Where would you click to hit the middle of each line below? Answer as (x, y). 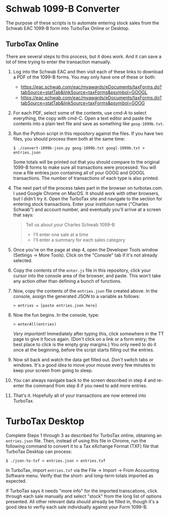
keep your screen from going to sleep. (53, 370)
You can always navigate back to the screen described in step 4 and (84, 380)
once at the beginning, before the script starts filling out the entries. (83, 350)
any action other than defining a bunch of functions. (67, 281)
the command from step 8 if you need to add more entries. (87, 385)
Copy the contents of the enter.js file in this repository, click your (82, 270)
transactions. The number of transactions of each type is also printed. (86, 178)
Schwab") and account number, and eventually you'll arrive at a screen (87, 209)
